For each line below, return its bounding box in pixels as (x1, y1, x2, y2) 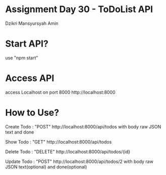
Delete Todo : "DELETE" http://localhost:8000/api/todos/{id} (5, 148, 131, 155)
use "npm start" (5, 55, 38, 61)
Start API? (5, 38, 49, 50)
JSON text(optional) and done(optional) (5, 163, 87, 170)
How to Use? (5, 107, 60, 118)
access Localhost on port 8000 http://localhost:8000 (5, 89, 116, 95)
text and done (5, 129, 34, 135)
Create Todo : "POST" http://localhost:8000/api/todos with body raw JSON (5, 123, 161, 129)
